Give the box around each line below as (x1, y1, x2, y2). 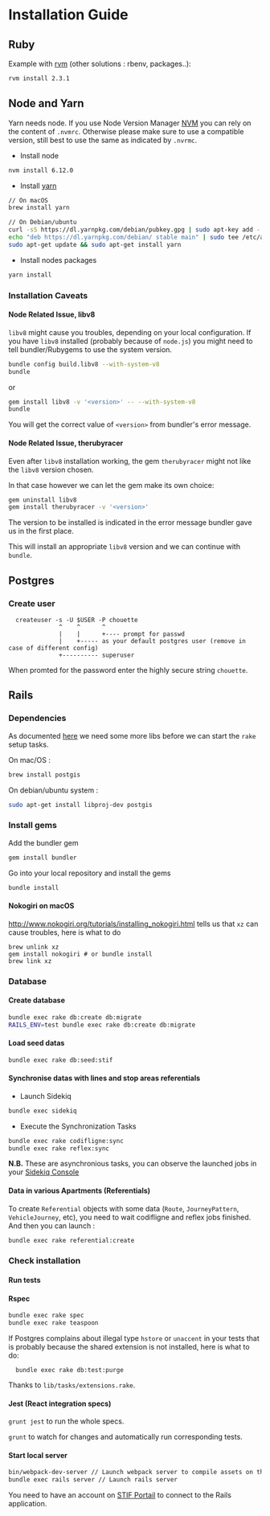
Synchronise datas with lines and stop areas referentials (8, 1073, 201, 1083)
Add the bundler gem (8, 838, 79, 847)
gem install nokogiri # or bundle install (8, 950, 153, 958)
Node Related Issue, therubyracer (8, 438, 124, 448)
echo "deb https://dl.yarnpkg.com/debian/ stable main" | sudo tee (8, 233, 239, 242)
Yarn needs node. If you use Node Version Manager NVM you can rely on (8, 118, 252, 128)
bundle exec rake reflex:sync (8, 1144, 110, 1153)
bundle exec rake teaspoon (8, 1319, 99, 1327)
